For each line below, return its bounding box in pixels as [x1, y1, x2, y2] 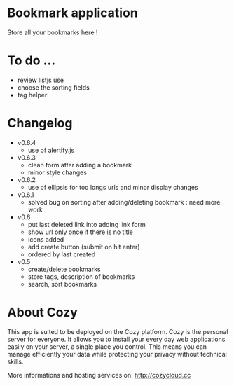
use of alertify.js [27, 146, 75, 154]
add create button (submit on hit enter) [27, 242, 140, 251]
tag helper [17, 90, 48, 99]
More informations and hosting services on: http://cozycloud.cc [7, 371, 191, 379]
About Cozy [7, 305, 78, 320]
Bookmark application [7, 5, 138, 21]
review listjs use [17, 76, 64, 84]
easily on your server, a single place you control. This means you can [7, 342, 207, 351]
